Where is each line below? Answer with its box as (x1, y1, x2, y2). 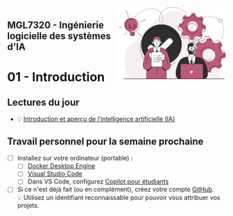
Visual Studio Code (27, 169, 83, 178)
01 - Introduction (7, 69, 105, 85)
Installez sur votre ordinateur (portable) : (17, 154, 133, 163)
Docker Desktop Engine (27, 162, 96, 170)
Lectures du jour (7, 97, 80, 108)
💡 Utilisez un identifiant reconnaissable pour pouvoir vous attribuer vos (17, 193, 221, 201)
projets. (17, 201, 40, 209)
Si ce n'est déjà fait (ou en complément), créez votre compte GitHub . (17, 185, 214, 194)
